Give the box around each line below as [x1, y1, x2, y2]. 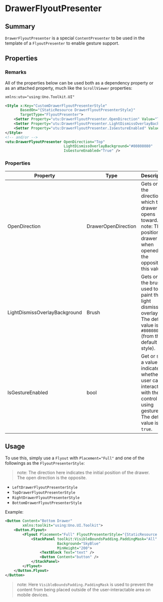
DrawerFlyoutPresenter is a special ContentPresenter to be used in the [5, 35, 145, 41]
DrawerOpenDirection [86, 223, 137, 230]
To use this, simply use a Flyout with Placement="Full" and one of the [5, 455, 145, 461]
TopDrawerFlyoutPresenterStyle [12, 490, 76, 495]
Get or [141, 353, 155, 360]
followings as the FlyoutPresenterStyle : [5, 460, 85, 466]
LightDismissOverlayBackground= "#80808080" [64, 144, 153, 149]
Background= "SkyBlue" [57, 541, 101, 546]
